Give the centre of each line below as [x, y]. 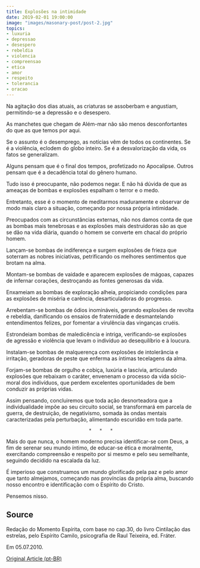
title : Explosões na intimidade [46, 12]
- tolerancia [22, 84]
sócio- [178, 376]
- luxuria [18, 34]
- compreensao [24, 61]
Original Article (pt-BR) [34, 558]
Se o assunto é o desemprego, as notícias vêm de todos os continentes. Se [99, 142]
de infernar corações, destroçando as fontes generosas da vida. [85, 280]
